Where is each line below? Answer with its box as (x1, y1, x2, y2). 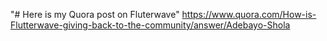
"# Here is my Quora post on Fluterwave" (10, 9, 180, 20)
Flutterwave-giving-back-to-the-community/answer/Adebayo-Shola (10, 19, 291, 31)
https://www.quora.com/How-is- (181, 9, 317, 20)
